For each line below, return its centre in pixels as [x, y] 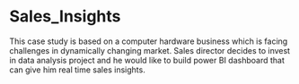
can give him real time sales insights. [77, 70]
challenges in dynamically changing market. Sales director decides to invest [149, 50]
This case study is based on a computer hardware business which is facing [149, 41]
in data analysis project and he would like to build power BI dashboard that [147, 60]
